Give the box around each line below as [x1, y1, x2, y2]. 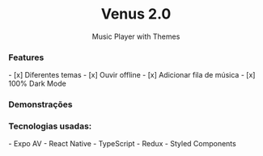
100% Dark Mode [8, 78, 66, 89]
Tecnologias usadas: [8, 120, 92, 132]
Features [8, 52, 45, 63]
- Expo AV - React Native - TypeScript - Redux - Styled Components [8, 139, 236, 149]
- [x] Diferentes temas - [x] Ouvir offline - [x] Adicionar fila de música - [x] [8, 70, 256, 80]
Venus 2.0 [100, 5, 172, 23]
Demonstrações [8, 99, 73, 110]
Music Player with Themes [91, 32, 180, 41]
